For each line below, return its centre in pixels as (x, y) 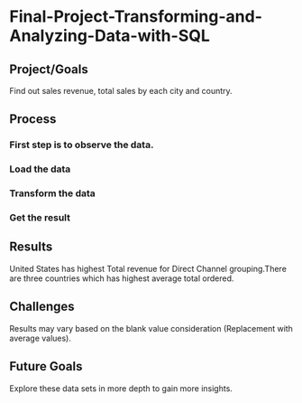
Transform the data (53, 193)
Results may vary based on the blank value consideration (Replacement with (151, 328)
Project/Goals (49, 69)
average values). (41, 338)
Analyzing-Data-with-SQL (110, 36)
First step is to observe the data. (82, 145)
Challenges (42, 307)
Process (33, 119)
